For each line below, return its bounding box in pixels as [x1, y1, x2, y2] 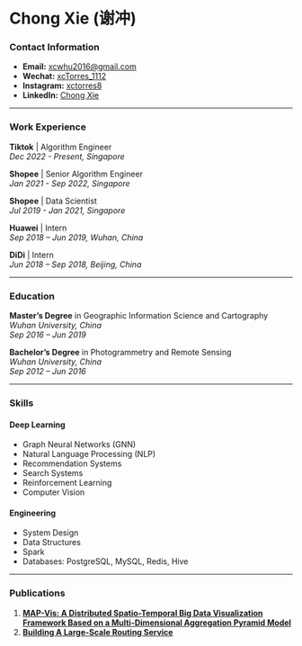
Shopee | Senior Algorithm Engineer [9, 168, 144, 179]
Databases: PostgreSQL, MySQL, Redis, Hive [22, 556, 189, 567]
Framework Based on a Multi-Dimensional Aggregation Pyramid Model [22, 617, 292, 628]
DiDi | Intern [9, 249, 54, 260]
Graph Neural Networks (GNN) [22, 439, 137, 450]
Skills [9, 397, 34, 409]
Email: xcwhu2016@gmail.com [22, 61, 137, 72]
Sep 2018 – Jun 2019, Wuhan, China [9, 231, 144, 243]
